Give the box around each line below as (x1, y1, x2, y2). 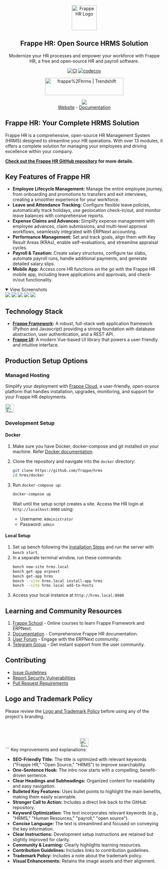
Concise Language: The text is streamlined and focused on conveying (12, 820, 159, 826)
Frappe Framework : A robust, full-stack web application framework (12, 321, 153, 327)
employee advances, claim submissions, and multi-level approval (12, 224, 147, 230)
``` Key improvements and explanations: (5, 746, 87, 752)
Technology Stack (5, 307, 63, 316)
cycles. (12, 245, 28, 251)
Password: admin (20, 521, 55, 527)
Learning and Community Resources (5, 607, 122, 615)
